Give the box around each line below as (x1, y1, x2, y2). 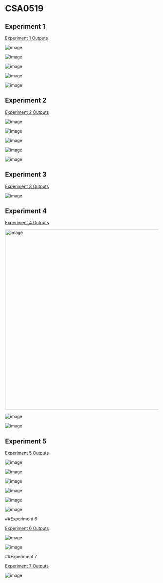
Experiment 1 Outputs (5, 35, 48, 41)
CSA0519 (5, 3, 44, 14)
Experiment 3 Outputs (5, 183, 49, 189)
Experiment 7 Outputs (5, 563, 49, 569)
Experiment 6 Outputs (5, 526, 49, 531)
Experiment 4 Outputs (5, 220, 50, 226)
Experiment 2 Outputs (5, 109, 49, 115)
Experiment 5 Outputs (5, 450, 49, 456)
